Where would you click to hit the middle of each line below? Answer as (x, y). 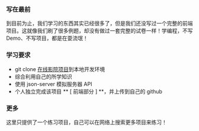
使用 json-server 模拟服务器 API (53, 84)
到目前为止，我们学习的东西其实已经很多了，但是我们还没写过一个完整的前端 (99, 23)
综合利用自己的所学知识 (43, 76)
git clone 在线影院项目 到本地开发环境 (60, 69)
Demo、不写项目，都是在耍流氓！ (47, 38)
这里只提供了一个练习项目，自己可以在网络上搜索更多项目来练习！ (86, 122)
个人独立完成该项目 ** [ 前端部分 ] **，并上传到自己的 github (89, 91)
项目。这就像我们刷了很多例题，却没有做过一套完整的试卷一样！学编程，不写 (99, 31)
